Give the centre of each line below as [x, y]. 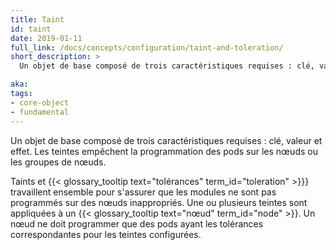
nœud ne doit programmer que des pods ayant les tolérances [137, 223]
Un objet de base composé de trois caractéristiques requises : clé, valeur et [166, 140]
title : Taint [37, 19]
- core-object [40, 102]
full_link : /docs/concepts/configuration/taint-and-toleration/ [147, 47]
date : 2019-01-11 [46, 38]
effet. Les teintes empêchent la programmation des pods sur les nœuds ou [164, 151]
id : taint [31, 29]
